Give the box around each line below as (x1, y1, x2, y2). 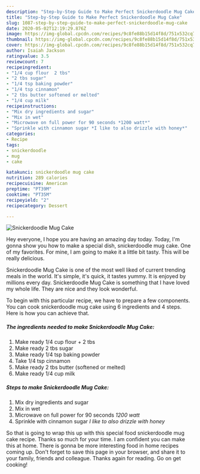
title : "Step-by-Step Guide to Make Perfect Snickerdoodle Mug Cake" (6, 14, 183, 20)
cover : (6, 42, 23, 48)
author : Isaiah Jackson (6, 48, 65, 54)
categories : (6, 131, 36, 137)
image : (6, 31, 23, 37)
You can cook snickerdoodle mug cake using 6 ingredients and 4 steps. (6, 303, 182, 310)
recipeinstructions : (6, 103, 58, 109)
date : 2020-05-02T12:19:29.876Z (6, 25, 86, 32)
